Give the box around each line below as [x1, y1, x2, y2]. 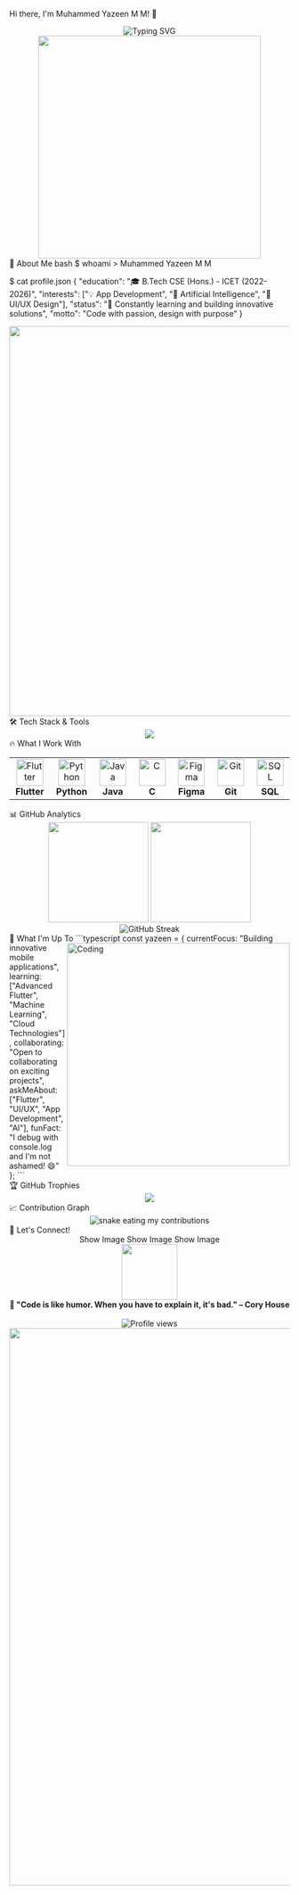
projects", [9, 1075, 44, 1085]
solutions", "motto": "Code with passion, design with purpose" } [9, 309, 243, 318]
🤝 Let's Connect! [9, 1224, 71, 1235]
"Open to [9, 1047, 43, 1057]
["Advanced [9, 981, 53, 991]
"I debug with [9, 1133, 60, 1142]
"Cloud [9, 1018, 36, 1029]
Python [56, 786, 87, 797]
